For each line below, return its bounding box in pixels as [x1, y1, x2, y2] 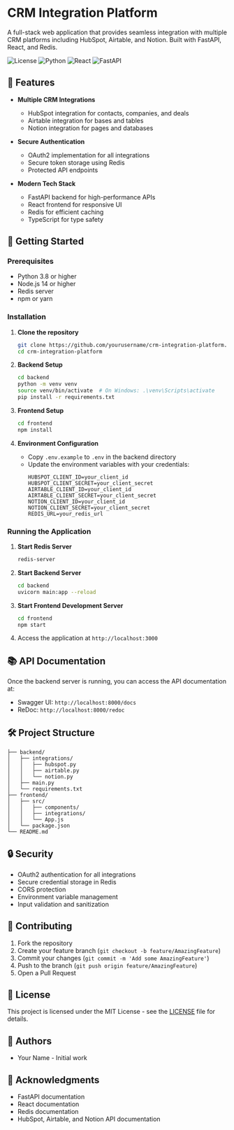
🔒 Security [7, 848, 54, 860]
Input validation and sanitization [17, 900, 110, 908]
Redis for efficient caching [27, 208, 104, 216]
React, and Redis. [7, 43, 58, 51]
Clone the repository [17, 327, 79, 337]
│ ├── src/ [7, 798, 45, 805]
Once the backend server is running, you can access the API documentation [7, 677, 227, 686]
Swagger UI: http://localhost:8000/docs [17, 698, 136, 707]
